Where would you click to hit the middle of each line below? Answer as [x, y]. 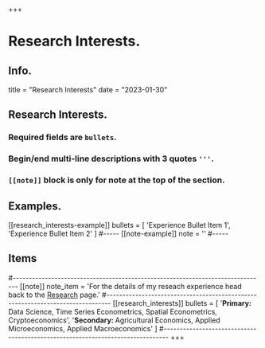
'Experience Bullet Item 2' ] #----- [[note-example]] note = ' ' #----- [119, 233]
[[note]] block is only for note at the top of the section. [117, 180]
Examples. [35, 206]
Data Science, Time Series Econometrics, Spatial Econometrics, [113, 311]
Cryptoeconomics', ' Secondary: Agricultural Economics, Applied [114, 320]
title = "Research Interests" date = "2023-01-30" [88, 90]
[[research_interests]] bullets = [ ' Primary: [182, 303]
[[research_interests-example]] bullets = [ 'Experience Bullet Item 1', [119, 225]
